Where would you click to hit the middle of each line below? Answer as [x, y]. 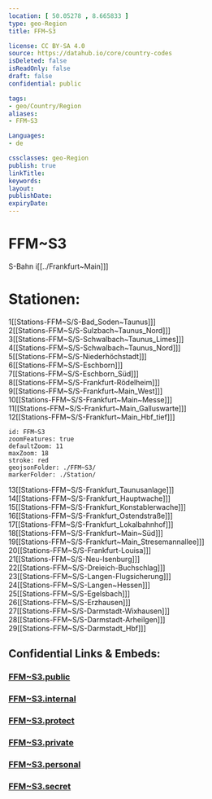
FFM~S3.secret [40, 786]
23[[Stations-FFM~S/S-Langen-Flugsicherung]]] [90, 576]
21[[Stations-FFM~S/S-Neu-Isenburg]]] [74, 559]
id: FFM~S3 [27, 432]
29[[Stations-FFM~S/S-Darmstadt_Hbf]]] [77, 628]
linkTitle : [27, 173]
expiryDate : [28, 204]
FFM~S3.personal [45, 764]
